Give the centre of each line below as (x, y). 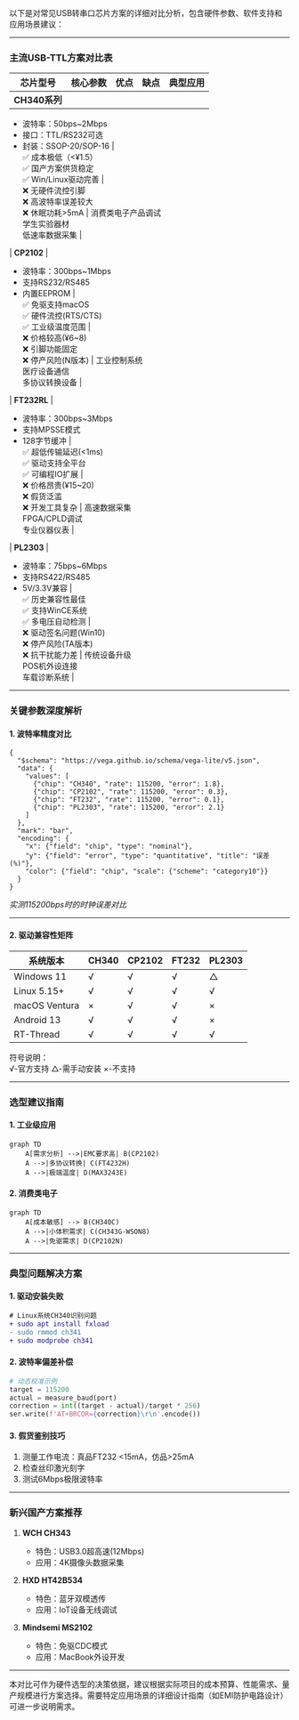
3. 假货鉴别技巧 (37, 1435)
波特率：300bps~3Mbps (67, 419)
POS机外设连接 (50, 666)
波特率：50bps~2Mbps (65, 124)
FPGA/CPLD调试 (52, 519)
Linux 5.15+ (39, 990)
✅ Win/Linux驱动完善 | (63, 180)
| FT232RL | (31, 400)
